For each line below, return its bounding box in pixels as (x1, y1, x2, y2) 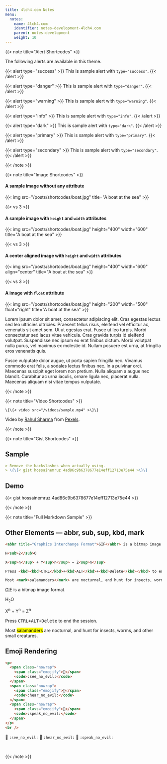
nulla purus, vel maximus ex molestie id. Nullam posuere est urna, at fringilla (5, 342, 161, 349)
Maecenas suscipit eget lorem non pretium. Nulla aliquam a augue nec (5, 368, 150, 374)
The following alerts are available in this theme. (5, 58, 102, 64)
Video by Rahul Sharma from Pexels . (5, 416, 80, 422)
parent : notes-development (14, 30, 70, 35)
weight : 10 (14, 35, 37, 40)
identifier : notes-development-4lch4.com (14, 26, 101, 31)
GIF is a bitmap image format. (5, 587, 66, 593)
